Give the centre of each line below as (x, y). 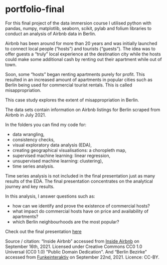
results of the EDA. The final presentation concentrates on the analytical (79, 181)
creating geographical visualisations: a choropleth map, (69, 150)
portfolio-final (35, 9)
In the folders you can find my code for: (46, 124)
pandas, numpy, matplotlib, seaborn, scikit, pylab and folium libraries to (79, 28)
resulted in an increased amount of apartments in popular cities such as (79, 79)
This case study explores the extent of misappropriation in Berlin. (72, 100)
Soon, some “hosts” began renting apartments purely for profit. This (75, 74)
